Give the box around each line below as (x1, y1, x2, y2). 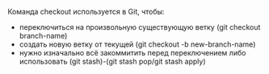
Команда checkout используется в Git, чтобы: (7, 7, 165, 16)
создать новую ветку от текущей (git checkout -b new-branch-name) (19, 39, 256, 49)
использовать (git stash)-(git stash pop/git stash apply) (19, 56, 206, 66)
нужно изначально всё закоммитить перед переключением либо (19, 48, 246, 57)
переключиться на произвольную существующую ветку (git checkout (19, 23, 261, 31)
